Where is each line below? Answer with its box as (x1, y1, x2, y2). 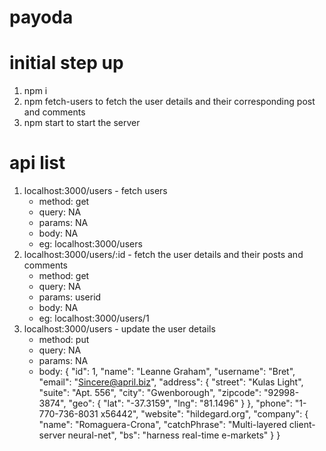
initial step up (9, 52, 124, 75)
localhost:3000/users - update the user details (23, 323, 216, 335)
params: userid (38, 291, 102, 303)
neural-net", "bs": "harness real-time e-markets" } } (67, 429, 281, 441)
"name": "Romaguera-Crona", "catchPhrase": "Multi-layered (38, 419, 287, 431)
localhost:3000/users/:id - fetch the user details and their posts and (23, 249, 304, 261)
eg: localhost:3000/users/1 (38, 312, 150, 325)
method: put (38, 334, 90, 346)
